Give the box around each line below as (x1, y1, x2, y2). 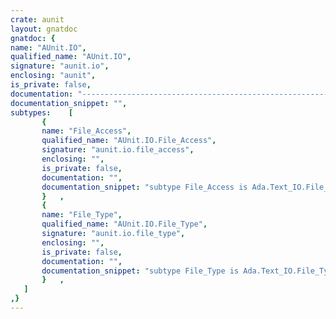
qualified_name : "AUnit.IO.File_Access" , (41, 136, 217, 146)
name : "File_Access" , (41, 126, 132, 136)
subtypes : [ (10, 107, 74, 118)
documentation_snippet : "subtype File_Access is (41, 182, 248, 192)
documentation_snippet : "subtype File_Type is (41, 266, 240, 276)
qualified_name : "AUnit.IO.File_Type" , (41, 219, 208, 230)
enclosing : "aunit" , (10, 71, 97, 81)
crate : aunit (10, 14, 65, 25)
